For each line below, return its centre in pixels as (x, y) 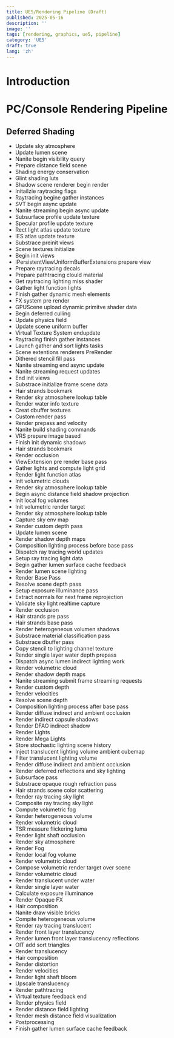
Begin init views (35, 255)
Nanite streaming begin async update (62, 210)
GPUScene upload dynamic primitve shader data (76, 307)
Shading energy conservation (52, 172)
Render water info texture (47, 403)
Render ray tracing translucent (53, 925)
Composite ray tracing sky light (54, 803)
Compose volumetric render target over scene (73, 867)
